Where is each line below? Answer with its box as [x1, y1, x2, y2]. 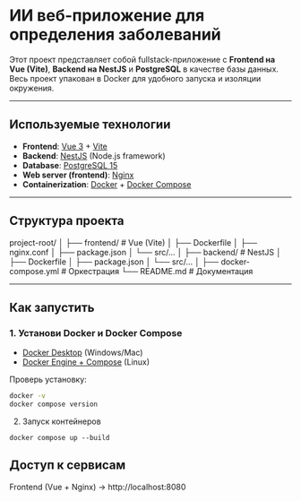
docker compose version [9, 400, 99, 409]
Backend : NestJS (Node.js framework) [21, 150, 166, 161]
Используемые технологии [9, 117, 171, 133]
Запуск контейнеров [21, 416, 101, 427]
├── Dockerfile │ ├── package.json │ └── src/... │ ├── [9, 256, 219, 267]
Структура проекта [9, 213, 125, 229]
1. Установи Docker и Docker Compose [9, 326, 183, 339]
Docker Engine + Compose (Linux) [21, 357, 150, 367]
